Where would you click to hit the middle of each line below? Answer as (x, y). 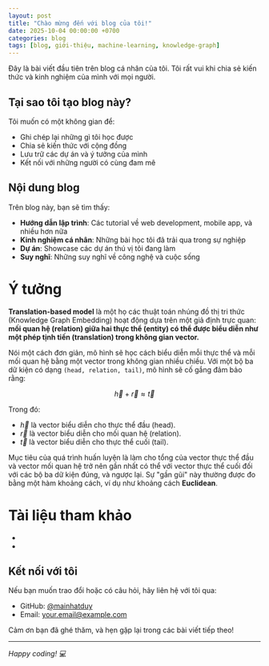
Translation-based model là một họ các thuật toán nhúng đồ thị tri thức (127, 311)
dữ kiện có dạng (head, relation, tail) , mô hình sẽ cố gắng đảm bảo (125, 369)
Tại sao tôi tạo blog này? (70, 102)
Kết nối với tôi (43, 572)
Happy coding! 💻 (37, 654)
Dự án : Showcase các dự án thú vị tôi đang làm (98, 248)
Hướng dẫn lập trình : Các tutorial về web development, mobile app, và (136, 222)
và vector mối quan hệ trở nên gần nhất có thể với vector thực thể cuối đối (130, 465)
